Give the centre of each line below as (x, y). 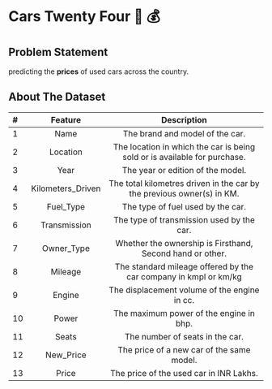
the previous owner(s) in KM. (184, 193)
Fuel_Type (66, 206)
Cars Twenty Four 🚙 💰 (84, 17)
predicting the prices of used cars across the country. (98, 71)
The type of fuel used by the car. (184, 206)
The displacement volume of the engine (184, 290)
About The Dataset (57, 97)
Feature (66, 119)
